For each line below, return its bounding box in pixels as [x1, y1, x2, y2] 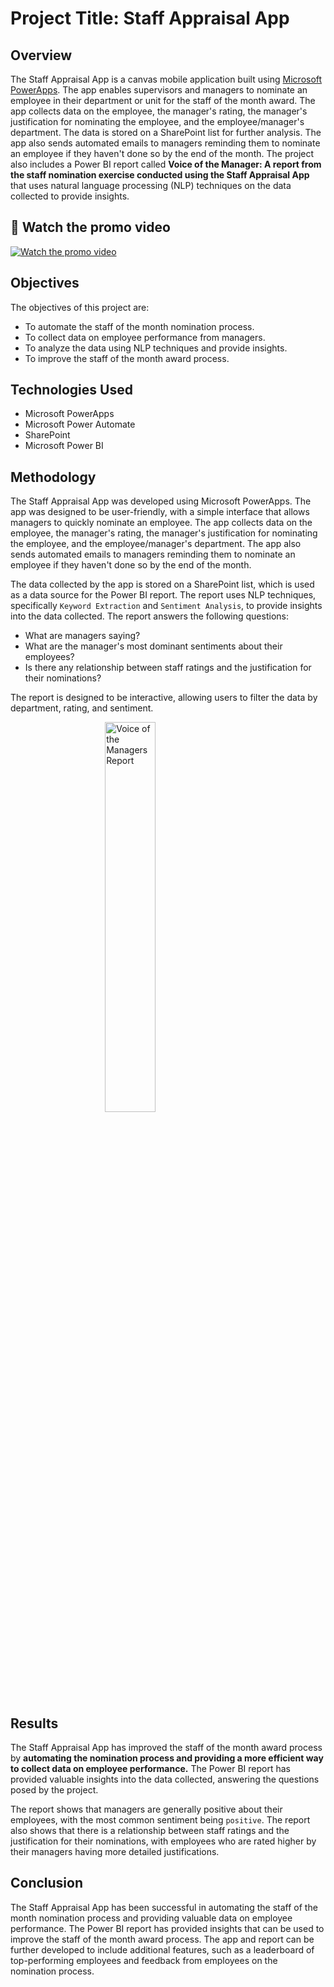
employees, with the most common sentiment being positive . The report [10, 1814, 311, 1826]
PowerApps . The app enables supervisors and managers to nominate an [10, 84, 308, 96]
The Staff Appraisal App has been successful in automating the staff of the [10, 1901, 318, 1913]
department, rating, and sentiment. [10, 702, 154, 714]
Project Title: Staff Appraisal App [10, 7, 290, 30]
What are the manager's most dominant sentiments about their [24, 640, 283, 652]
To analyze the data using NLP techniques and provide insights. [24, 342, 288, 354]
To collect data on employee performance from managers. [24, 331, 266, 343]
